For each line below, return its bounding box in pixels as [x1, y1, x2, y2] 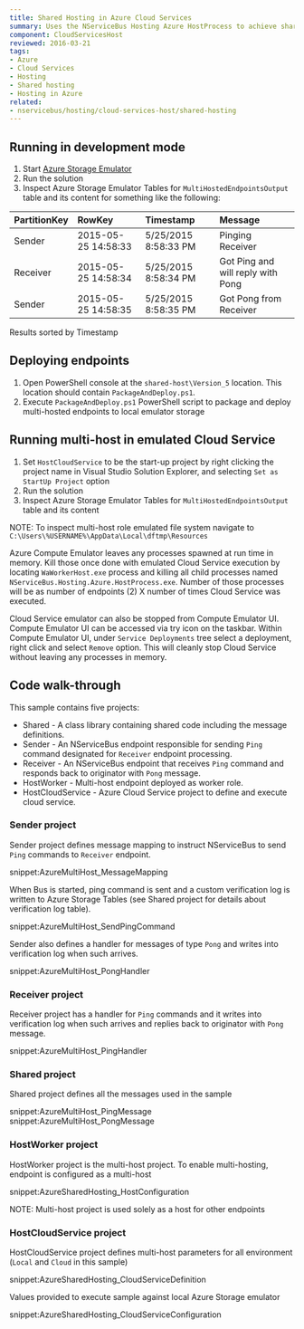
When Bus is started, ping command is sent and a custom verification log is [9, 884, 290, 894]
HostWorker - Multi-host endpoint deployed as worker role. [22, 777, 244, 788]
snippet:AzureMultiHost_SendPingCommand [9, 921, 176, 932]
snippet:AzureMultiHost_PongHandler [9, 965, 151, 976]
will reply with [219, 266, 279, 279]
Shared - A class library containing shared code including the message [22, 719, 288, 730]
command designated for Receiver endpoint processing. [22, 748, 233, 759]
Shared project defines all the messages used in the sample [9, 1088, 233, 1100]
